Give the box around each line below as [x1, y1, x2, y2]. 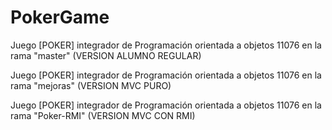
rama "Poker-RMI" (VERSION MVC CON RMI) [10, 109, 196, 121]
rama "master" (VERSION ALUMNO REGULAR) [10, 49, 202, 61]
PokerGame [10, 6, 110, 29]
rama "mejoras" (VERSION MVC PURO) [10, 79, 172, 91]
